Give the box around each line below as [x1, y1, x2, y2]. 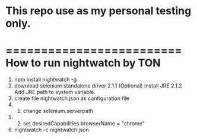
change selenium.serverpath [23, 108, 93, 115]
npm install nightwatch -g [14, 76, 77, 83]
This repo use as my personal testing [5, 4, 192, 18]
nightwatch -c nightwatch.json [14, 126, 90, 134]
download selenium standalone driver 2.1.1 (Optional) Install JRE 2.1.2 [14, 82, 182, 89]
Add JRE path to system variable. [14, 89, 96, 96]
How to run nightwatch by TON [5, 56, 161, 70]
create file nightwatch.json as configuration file [14, 95, 130, 102]
